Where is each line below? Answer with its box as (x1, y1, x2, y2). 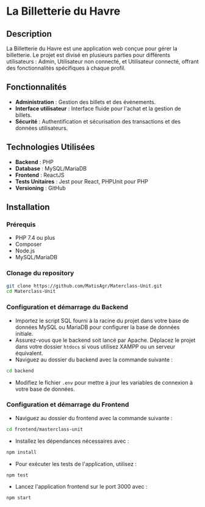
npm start (6, 495, 32, 501)
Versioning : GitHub (15, 184, 66, 191)
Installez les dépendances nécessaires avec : (15, 437, 129, 445)
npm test (6, 472, 29, 478)
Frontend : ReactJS (15, 171, 65, 179)
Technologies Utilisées (6, 142, 95, 152)
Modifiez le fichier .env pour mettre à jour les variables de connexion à (15, 379, 193, 386)
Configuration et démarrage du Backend (6, 303, 128, 311)
